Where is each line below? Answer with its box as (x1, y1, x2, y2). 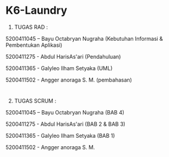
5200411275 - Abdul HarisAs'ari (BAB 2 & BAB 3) (5, 120, 126, 128)
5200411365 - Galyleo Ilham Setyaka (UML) (5, 64, 113, 72)
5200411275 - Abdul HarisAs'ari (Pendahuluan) (5, 53, 121, 60)
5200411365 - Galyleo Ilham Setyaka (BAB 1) (5, 132, 115, 140)
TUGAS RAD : (14, 23, 48, 31)
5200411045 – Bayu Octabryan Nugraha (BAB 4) (5, 109, 125, 116)
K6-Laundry (5, 4, 67, 17)
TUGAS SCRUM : (14, 97, 57, 105)
